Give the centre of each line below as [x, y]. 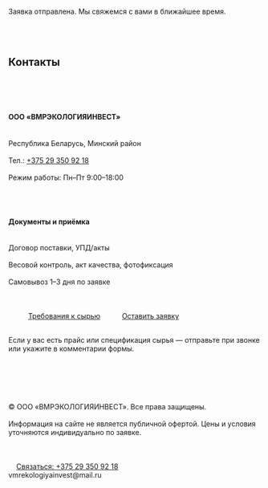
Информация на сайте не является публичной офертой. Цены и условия [132, 424]
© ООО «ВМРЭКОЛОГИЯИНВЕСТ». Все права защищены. [108, 407]
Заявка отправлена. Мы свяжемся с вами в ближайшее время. [117, 11]
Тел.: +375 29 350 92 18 [49, 161]
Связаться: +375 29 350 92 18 [67, 466]
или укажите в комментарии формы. [71, 349]
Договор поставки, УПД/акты [59, 248]
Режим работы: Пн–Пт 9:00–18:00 [66, 177]
